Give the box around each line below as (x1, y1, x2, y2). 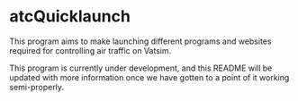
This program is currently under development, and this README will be (9, 63, 273, 73)
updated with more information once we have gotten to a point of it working (9, 72, 290, 82)
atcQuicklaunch (9, 6, 131, 27)
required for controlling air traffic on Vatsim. (9, 45, 172, 55)
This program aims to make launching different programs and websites (9, 36, 272, 46)
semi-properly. (9, 81, 65, 92)
